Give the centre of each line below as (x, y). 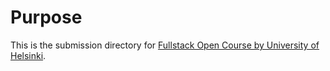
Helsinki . (28, 55)
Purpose (46, 17)
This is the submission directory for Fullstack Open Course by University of (165, 45)
